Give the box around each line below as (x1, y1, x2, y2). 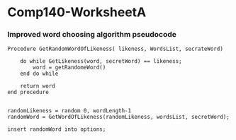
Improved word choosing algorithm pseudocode (7, 30, 177, 40)
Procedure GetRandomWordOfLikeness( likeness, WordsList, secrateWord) (7, 45, 223, 53)
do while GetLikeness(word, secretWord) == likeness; (20, 58, 182, 65)
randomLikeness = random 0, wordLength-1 (7, 107, 132, 115)
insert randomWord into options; (7, 126, 106, 133)
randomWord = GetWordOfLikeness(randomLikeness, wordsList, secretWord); (7, 114, 230, 121)
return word (20, 83, 55, 90)
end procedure (7, 89, 50, 96)
